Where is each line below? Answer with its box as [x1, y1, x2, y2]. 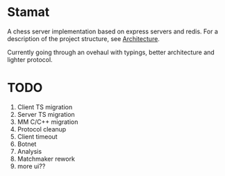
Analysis [17, 147, 42, 155]
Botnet [17, 140, 37, 148]
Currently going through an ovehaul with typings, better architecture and [7, 48, 215, 56]
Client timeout [17, 132, 58, 141]
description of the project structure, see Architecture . [7, 34, 160, 42]
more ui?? [17, 161, 46, 170]
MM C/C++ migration [17, 118, 78, 126]
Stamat [7, 4, 50, 20]
